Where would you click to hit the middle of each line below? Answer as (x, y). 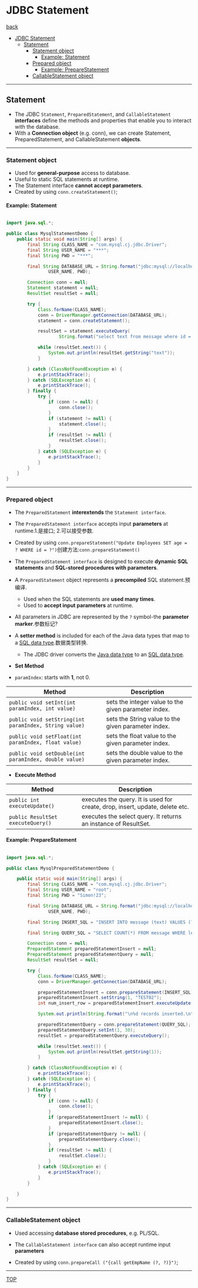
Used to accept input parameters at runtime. (78, 606)
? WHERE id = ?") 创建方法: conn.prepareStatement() (77, 549)
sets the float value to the (141, 736)
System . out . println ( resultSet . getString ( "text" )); (112, 353)
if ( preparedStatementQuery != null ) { (97, 1134)
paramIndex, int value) (42, 709)
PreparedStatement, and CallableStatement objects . (78, 139)
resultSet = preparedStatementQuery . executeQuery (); (103, 1035)
